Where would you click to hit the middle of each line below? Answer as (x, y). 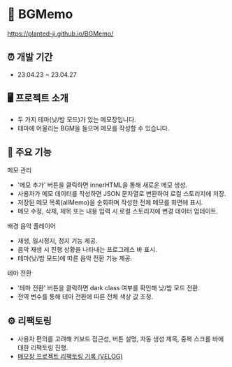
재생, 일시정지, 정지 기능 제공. (57, 241)
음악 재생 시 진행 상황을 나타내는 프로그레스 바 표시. (87, 250)
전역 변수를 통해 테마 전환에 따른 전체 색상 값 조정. (85, 297)
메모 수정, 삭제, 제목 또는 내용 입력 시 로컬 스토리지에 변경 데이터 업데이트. (118, 211)
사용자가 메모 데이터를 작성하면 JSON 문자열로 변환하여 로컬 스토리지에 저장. (122, 194)
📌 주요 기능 (30, 152)
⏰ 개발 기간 (30, 58)
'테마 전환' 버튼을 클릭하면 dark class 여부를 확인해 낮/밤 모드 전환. (109, 288)
